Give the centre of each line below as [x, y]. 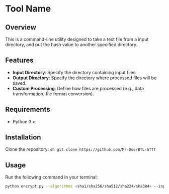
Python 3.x [24, 121]
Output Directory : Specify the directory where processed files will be [84, 78]
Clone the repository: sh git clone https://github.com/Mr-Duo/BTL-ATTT [80, 149]
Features [19, 60]
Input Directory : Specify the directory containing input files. [75, 72]
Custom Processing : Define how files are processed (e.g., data [78, 88]
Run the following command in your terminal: [52, 177]
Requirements [28, 110]
